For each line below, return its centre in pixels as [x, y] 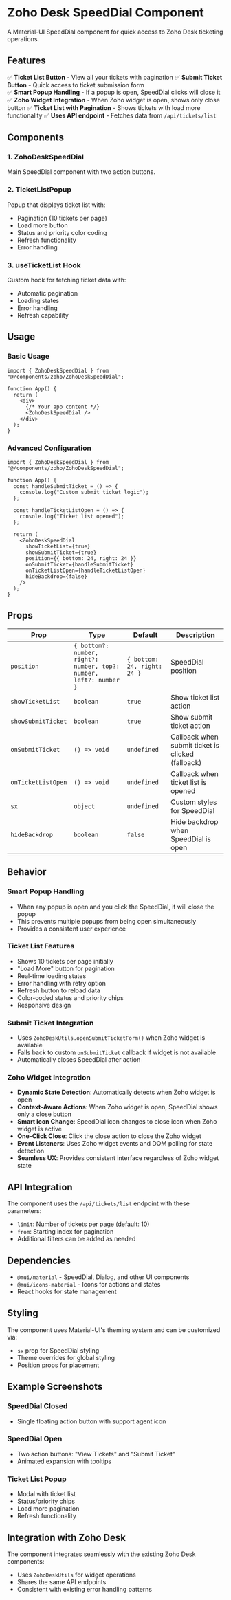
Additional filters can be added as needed [76, 1239]
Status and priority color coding [62, 232]
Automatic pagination [47, 293]
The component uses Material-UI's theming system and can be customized [114, 1330]
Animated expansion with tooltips [64, 1461]
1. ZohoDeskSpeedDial [46, 157]
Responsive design [44, 1005]
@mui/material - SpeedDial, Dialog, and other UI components [103, 1277]
